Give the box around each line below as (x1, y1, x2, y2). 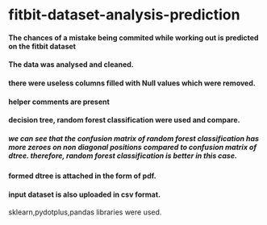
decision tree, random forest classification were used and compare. (8, 115, 240, 125)
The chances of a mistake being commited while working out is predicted (8, 32, 259, 42)
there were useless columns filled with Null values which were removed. (8, 78, 256, 88)
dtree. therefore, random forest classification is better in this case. (8, 151, 238, 160)
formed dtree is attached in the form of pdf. (8, 171, 156, 181)
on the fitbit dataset (8, 41, 77, 51)
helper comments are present (8, 97, 111, 106)
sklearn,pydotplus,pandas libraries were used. (8, 207, 162, 217)
